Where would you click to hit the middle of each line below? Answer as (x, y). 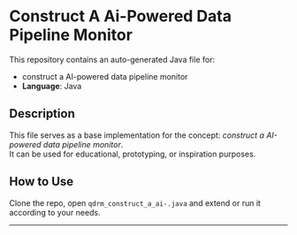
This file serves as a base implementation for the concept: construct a (137, 135)
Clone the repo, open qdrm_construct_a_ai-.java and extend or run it (135, 203)
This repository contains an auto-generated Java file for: (112, 59)
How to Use (42, 182)
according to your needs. (55, 212)
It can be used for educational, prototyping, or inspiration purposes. (133, 154)
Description (42, 114)
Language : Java (52, 86)
